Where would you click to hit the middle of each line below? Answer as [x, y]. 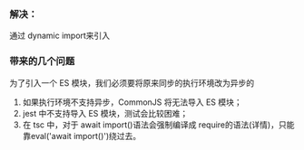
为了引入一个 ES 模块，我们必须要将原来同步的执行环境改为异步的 [132, 82]
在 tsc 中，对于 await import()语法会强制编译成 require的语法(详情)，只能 [158, 125]
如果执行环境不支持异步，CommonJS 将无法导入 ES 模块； [132, 102]
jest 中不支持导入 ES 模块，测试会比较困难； [105, 113]
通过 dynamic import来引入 [60, 36]
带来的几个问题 [42, 61]
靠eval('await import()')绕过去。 [82, 136]
